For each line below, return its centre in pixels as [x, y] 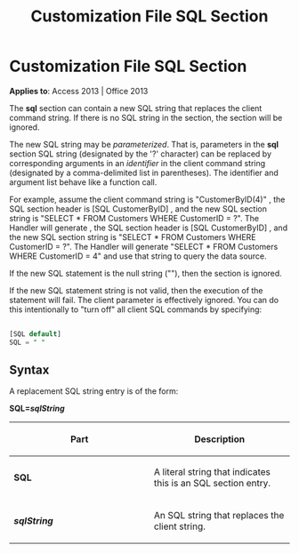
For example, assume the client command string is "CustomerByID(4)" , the [147, 199]
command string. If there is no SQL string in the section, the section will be [146, 117]
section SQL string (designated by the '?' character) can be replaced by [141, 154]
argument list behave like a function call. [83, 182]
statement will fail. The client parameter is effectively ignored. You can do [144, 300]
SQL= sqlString [37, 409]
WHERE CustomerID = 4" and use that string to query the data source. [138, 256]
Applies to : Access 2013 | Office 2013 [79, 91]
